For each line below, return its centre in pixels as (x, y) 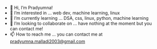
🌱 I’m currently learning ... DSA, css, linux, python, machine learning (79, 18)
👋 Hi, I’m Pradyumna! (31, 8)
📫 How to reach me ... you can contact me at (56, 34)
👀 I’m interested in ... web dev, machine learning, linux (65, 13)
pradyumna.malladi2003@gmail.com (48, 41)
